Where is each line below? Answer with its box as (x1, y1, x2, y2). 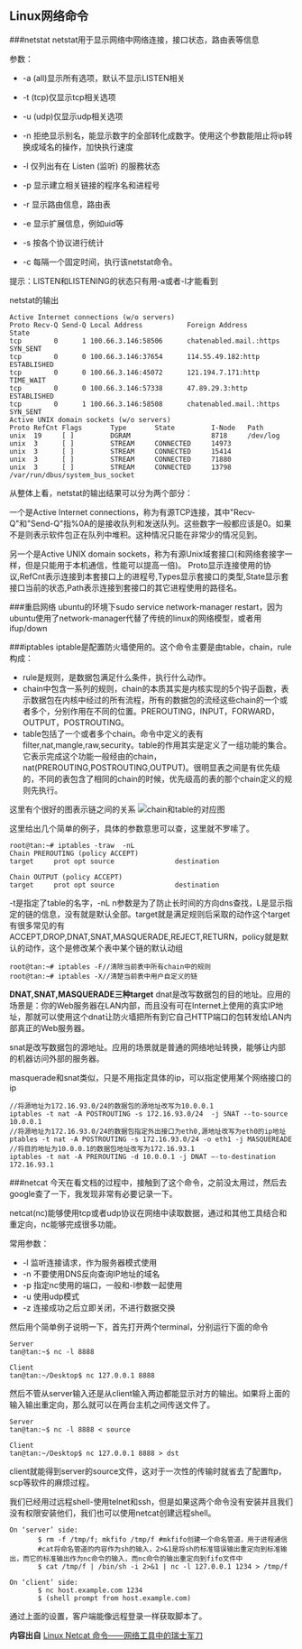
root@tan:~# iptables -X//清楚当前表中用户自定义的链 (9, 972, 198, 981)
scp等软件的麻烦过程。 (9, 1477, 95, 1488)
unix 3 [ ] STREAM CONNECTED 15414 (9, 447, 232, 456)
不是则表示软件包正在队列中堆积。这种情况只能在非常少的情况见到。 (9, 529, 262, 539)
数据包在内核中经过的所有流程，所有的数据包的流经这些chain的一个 (30, 694, 280, 705)
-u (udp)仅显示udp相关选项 (22, 111, 124, 122)
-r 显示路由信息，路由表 (22, 198, 111, 209)
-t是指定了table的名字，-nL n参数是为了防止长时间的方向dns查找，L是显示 (9, 897, 286, 908)
